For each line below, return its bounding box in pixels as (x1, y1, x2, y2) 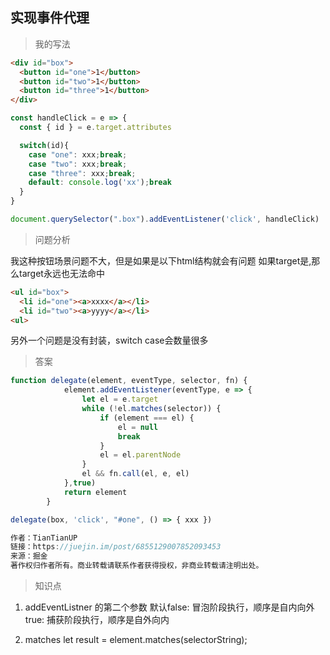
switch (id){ (19, 140, 70, 150)
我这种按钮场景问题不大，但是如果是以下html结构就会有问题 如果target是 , (10, 254, 312, 267)
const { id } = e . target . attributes (19, 123, 172, 133)
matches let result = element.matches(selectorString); (24, 634, 248, 646)
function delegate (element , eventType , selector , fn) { (10, 376, 248, 386)
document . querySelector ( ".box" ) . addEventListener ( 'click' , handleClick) (10, 214, 320, 225)
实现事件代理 (10, 9, 90, 27)
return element (63, 487, 128, 497)
